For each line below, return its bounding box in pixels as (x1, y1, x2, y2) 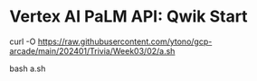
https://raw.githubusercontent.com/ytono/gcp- (37, 36, 213, 47)
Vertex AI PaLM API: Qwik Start (9, 6, 248, 27)
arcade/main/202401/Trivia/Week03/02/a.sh (9, 45, 176, 56)
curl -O (9, 36, 36, 47)
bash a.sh (9, 63, 46, 74)
